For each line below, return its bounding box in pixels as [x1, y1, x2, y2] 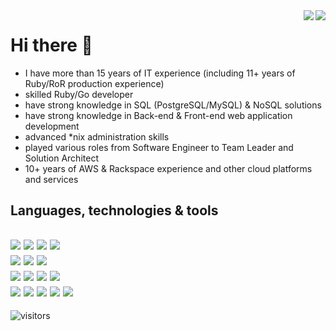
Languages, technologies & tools [10, 202, 219, 219]
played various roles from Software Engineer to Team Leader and [24, 141, 294, 153]
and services [24, 173, 79, 185]
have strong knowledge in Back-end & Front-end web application [24, 109, 293, 121]
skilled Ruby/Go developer [24, 88, 134, 100]
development [24, 120, 80, 132]
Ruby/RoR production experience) [24, 77, 165, 89]
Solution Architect [24, 152, 99, 164]
